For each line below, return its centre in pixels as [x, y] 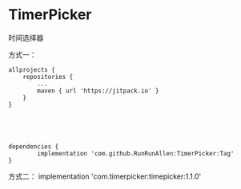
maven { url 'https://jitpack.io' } [98, 91]
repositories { [48, 77]
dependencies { [34, 146]
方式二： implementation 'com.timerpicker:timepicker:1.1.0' [105, 176]
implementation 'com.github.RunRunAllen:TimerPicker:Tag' [136, 153]
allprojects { [32, 69]
